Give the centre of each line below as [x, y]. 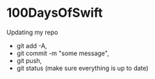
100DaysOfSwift [55, 13]
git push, [29, 60]
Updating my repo [32, 32]
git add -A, [32, 45]
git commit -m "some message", [63, 53]
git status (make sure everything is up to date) [82, 68]
